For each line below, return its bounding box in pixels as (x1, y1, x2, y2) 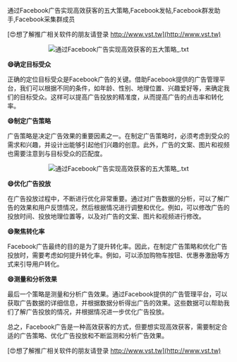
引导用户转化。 (19, 260, 63, 268)
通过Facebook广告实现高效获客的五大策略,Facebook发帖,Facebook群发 (7, 6, 215, 14)
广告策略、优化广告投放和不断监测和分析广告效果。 (19, 332, 168, 339)
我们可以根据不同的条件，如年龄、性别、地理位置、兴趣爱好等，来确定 (19, 84, 224, 92)
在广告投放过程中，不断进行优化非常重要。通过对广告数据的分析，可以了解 (7, 194, 224, 203)
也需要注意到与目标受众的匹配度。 (7, 149, 107, 158)
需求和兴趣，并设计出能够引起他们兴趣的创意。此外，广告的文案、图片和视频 (7, 141, 230, 148)
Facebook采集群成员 (15, 15, 75, 23)
